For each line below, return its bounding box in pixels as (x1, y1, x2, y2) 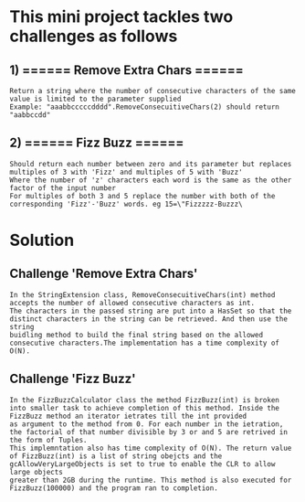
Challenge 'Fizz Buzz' (9, 371, 136, 387)
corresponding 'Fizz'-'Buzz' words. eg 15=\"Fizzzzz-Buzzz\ (9, 199, 244, 208)
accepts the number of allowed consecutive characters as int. (9, 298, 256, 307)
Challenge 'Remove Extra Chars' (9, 266, 198, 282)
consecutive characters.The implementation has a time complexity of (9, 338, 280, 347)
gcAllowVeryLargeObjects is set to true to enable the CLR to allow (9, 459, 276, 468)
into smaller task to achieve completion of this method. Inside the (9, 403, 280, 412)
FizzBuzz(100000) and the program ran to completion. (9, 483, 219, 493)
